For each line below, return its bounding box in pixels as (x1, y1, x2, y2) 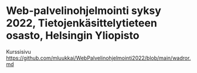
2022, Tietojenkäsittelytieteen (6, 16, 157, 30)
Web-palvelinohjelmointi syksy (6, 4, 161, 18)
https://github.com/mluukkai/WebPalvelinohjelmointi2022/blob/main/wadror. (6, 54, 191, 61)
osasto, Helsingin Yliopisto (6, 29, 140, 42)
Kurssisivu (6, 48, 31, 55)
